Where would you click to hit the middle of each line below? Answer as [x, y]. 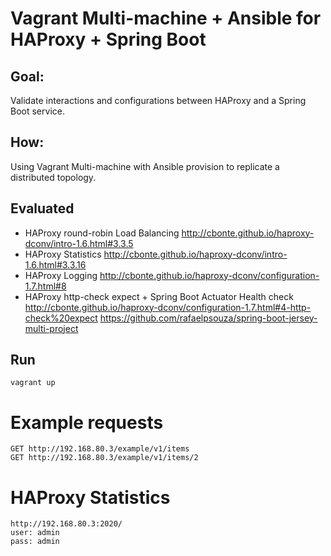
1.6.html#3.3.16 [55, 264]
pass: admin [35, 542]
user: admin [35, 533]
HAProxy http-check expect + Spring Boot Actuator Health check [159, 296]
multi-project [51, 328]
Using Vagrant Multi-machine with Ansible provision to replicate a [145, 166]
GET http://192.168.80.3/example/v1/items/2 [104, 458]
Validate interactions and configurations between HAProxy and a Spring [158, 100]
